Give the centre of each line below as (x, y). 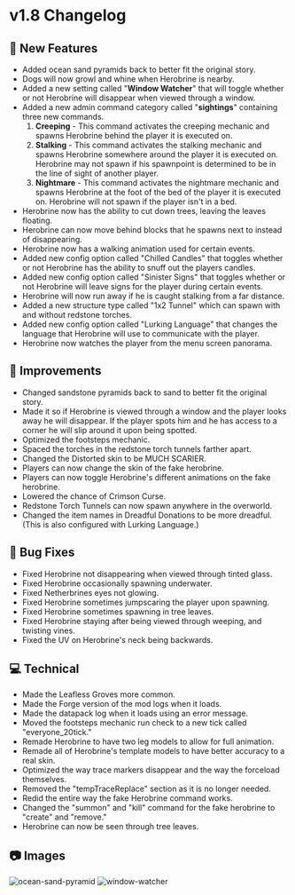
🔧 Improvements (55, 371)
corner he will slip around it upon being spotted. (109, 430)
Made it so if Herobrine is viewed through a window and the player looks (154, 411)
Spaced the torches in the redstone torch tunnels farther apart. (136, 448)
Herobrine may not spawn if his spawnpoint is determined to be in (155, 164)
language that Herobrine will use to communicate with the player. (140, 333)
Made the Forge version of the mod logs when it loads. (122, 704)
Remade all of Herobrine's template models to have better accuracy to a (153, 751)
